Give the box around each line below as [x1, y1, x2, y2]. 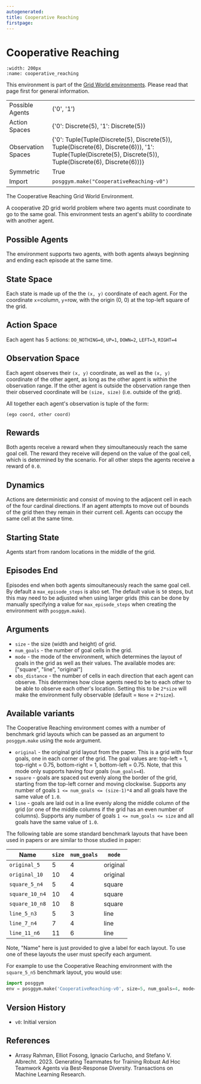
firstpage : [6, 20, 33, 26]
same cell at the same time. [6, 515, 74, 522]
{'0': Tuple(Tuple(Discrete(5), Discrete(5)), [51, 135, 172, 144]
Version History [6, 1003, 66, 1013]
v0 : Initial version [14, 1019, 57, 1025]
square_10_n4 [9, 891, 47, 898]
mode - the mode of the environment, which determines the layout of [14, 653, 182, 660]
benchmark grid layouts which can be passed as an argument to [6, 731, 165, 738]
